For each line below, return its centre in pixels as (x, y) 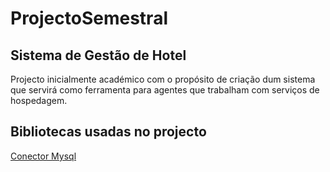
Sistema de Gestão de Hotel (98, 55)
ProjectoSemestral (89, 18)
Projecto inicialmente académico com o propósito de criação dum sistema (163, 79)
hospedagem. (39, 100)
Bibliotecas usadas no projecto (108, 132)
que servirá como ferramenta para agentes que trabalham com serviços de (165, 90)
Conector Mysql (43, 156)
